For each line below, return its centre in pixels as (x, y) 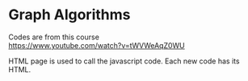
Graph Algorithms (69, 15)
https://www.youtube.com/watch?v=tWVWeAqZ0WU (97, 45)
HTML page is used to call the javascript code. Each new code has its (124, 61)
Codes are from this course (54, 37)
